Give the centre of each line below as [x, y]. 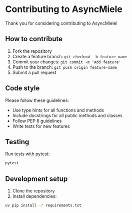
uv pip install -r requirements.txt [43, 205]
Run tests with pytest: [27, 154]
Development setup [36, 179]
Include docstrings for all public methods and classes [67, 115]
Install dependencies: [34, 196]
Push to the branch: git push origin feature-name [65, 67]
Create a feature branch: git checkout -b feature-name [70, 56]
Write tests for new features [41, 126]
